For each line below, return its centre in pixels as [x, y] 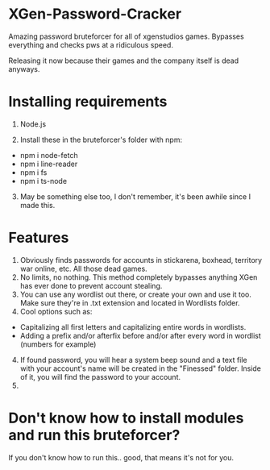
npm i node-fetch [49, 155]
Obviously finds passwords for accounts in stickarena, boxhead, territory [141, 260]
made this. [37, 205]
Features [39, 238]
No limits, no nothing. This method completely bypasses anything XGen [139, 277]
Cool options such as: [56, 311]
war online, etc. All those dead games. [83, 268]
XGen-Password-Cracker [95, 14]
